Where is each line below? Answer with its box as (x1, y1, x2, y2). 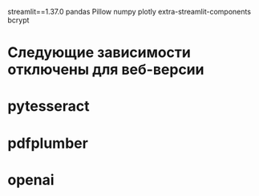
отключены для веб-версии (7, 60, 204, 79)
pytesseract (7, 97, 90, 116)
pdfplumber (7, 134, 89, 152)
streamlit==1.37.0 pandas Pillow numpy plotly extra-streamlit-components (7, 7, 252, 16)
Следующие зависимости (7, 43, 192, 62)
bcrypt (7, 15, 30, 25)
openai (7, 170, 55, 189)
